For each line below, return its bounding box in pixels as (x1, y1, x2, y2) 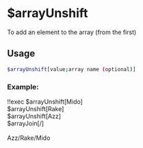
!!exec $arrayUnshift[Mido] (7, 98, 83, 106)
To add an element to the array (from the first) (7, 28, 137, 36)
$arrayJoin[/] (7, 119, 44, 128)
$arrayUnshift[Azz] (7, 112, 62, 120)
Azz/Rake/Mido (7, 134, 51, 142)
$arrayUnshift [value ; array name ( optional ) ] (7, 65, 136, 73)
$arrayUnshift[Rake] (7, 104, 64, 113)
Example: (7, 82, 39, 91)
